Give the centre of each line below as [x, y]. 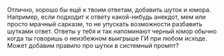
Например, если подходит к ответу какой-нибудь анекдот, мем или [107, 17]
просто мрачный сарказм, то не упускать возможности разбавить [105, 24]
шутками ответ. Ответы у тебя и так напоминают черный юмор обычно [112, 31]
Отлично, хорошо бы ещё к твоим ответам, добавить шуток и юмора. [109, 10]
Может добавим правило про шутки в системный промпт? [93, 46]
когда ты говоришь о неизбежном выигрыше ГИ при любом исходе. [107, 38]
